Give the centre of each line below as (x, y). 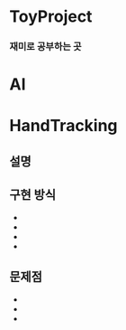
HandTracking (64, 126)
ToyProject (51, 17)
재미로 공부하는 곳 (46, 47)
